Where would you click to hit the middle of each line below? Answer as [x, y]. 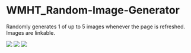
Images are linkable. [31, 32]
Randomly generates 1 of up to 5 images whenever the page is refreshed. [96, 26]
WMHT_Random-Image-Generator [93, 10]
